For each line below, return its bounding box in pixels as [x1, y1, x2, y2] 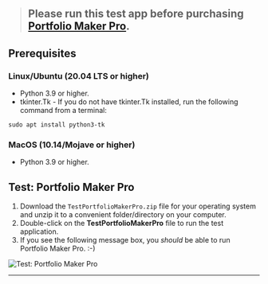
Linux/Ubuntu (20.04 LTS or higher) [8, 70, 150, 81]
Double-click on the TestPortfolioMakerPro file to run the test [19, 219, 224, 228]
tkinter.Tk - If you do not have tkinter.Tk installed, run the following [19, 97, 238, 107]
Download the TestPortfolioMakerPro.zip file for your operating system [19, 201, 257, 211]
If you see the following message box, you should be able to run [19, 235, 231, 245]
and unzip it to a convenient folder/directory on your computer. [19, 210, 227, 220]
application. [19, 227, 59, 236]
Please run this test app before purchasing [27, 7, 245, 21]
